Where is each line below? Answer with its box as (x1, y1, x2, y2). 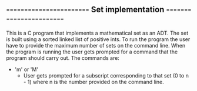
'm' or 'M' (14, 66, 39, 73)
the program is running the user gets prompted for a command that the (6, 48, 178, 55)
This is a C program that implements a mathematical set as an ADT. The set (6, 29, 189, 36)
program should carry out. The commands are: (6, 54, 119, 61)
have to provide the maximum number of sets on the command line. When (6, 42, 186, 49)
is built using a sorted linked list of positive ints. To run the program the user (6, 35, 191, 43)
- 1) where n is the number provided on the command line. (23, 78, 164, 85)
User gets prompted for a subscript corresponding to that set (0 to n (23, 72, 189, 79)
